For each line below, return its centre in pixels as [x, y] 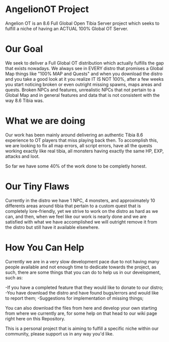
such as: [14, 277]
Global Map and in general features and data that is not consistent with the [82, 95]
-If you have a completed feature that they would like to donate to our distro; [84, 287]
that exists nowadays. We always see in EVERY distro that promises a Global [84, 68]
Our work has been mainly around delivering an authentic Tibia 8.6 [74, 135]
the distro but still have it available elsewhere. [52, 227]
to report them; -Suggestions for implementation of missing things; [74, 298]
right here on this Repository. [35, 318]
